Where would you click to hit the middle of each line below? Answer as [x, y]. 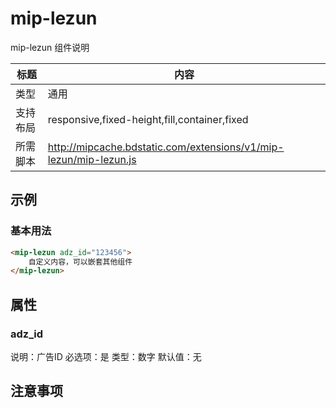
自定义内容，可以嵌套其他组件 [80, 262]
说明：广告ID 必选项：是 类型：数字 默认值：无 [106, 356]
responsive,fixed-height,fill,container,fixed [148, 119]
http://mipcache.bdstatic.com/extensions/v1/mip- [166, 147]
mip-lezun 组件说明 [50, 47]
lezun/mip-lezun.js [92, 159]
